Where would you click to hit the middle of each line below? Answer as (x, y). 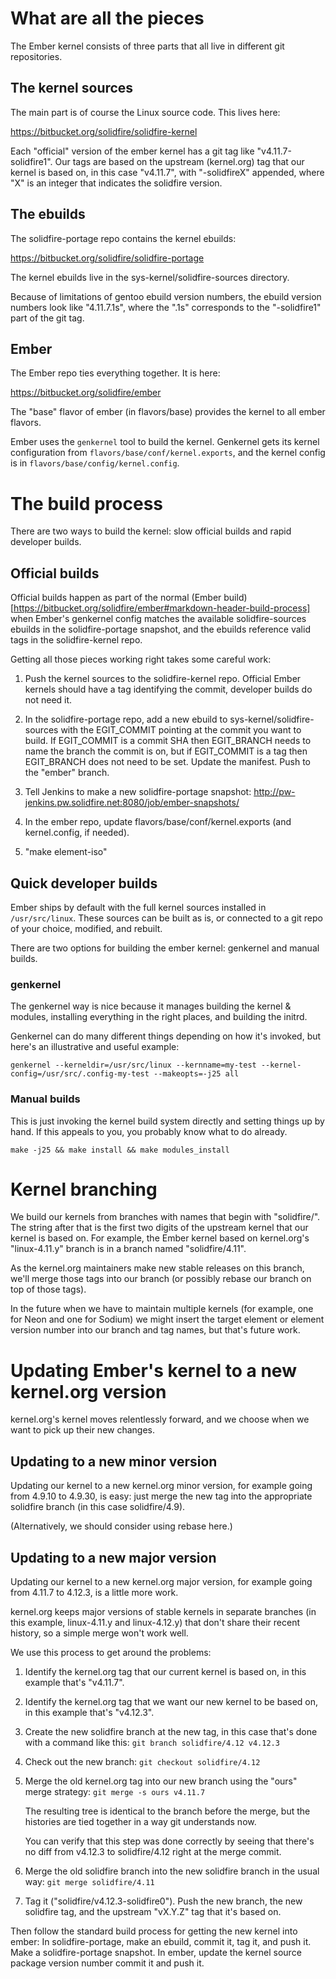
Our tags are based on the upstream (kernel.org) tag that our (179, 161)
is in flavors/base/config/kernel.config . (95, 463)
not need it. (48, 700)
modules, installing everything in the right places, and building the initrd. (159, 1017)
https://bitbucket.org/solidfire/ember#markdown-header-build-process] (162, 608)
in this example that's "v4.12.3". (89, 1713)
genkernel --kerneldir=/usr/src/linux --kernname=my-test (133, 1065)
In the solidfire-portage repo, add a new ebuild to (126, 719)
